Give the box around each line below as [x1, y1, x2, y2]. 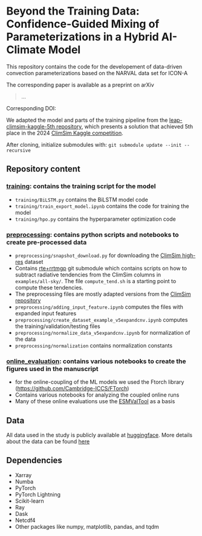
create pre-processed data [6, 238, 87, 246]
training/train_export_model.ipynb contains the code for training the [15, 202, 189, 210]
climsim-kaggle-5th [6, 122, 56, 130]
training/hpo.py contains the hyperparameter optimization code [15, 215, 177, 223]
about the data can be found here [6, 438, 90, 445]
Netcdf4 [15, 517, 36, 524]
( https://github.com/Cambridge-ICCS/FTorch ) [15, 385, 129, 392]
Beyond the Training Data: [6, 4, 140, 18]
